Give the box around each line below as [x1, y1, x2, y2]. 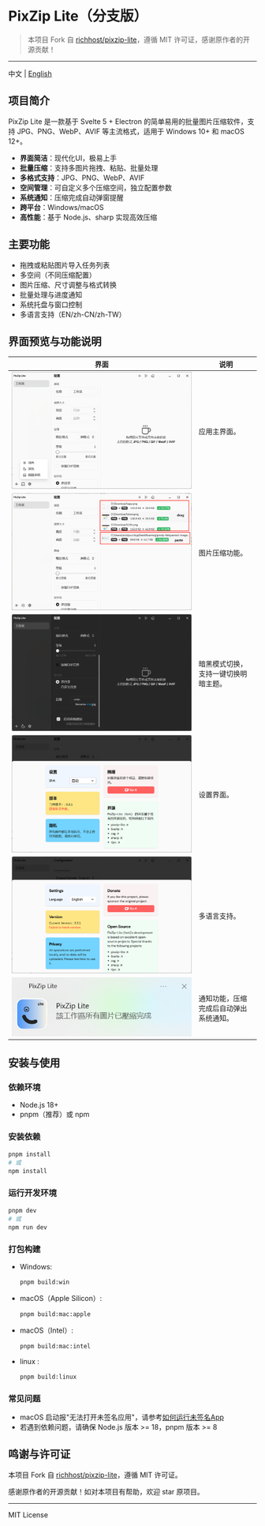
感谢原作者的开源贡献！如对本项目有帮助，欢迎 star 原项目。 [8, 1487, 205, 1496]
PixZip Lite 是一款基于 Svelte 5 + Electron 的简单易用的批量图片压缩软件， [8, 116, 248, 126]
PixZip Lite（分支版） [8, 7, 148, 25]
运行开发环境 [8, 1187, 58, 1198]
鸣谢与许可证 [8, 1448, 71, 1461]
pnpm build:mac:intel [19, 1342, 91, 1350]
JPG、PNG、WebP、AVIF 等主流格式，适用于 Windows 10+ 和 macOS [17, 126, 244, 136]
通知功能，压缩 [198, 993, 248, 1003]
